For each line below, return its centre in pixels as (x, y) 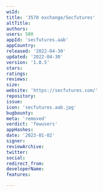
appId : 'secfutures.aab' (37, 40)
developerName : (25, 169)
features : (19, 175)
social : (16, 158)
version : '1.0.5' (28, 62)
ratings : (17, 74)
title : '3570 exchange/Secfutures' (51, 18)
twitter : (17, 152)
